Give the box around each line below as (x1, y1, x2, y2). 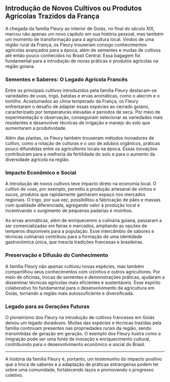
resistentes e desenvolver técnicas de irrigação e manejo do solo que (5, 120, 150, 126)
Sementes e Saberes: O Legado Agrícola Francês (5, 76, 128, 83)
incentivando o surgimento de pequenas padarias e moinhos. (5, 207, 133, 214)
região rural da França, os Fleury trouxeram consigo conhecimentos (5, 42, 147, 48)
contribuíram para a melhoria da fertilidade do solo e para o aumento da (5, 151, 155, 157)
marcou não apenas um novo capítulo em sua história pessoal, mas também (5, 30, 164, 37)
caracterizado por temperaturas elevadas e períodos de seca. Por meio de (5, 109, 160, 115)
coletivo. (5, 372, 23, 378)
